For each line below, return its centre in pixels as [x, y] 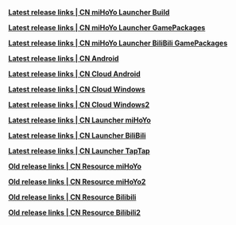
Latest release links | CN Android [64, 58]
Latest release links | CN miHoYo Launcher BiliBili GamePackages [118, 43]
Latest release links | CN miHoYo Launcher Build [89, 12]
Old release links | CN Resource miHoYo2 [77, 182]
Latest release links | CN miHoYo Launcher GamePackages [107, 27]
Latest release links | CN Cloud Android [74, 74]
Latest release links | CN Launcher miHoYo [79, 120]
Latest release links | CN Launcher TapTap [79, 151]
